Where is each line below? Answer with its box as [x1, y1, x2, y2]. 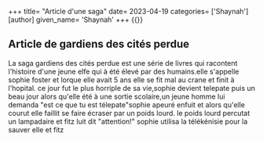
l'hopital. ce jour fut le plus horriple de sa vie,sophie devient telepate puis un [8, 83, 256, 92]
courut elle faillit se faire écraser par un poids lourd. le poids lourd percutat [8, 108, 250, 117]
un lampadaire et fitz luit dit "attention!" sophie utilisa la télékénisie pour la [8, 117, 248, 126]
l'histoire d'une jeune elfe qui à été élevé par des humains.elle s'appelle [8, 67, 239, 76]
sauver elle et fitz [8, 125, 64, 134]
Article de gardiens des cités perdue [8, 38, 190, 51]
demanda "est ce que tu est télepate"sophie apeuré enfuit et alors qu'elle [8, 99, 246, 109]
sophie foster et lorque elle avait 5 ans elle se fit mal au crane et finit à [8, 74, 235, 85]
